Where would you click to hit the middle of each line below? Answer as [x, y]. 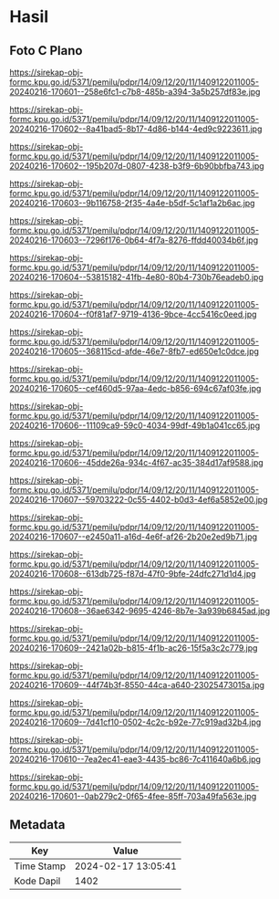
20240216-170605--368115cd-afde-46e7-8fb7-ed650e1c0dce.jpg [134, 351]
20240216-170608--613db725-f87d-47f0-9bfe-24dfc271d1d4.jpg [133, 574]
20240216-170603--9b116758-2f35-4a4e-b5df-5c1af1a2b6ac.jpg [132, 203]
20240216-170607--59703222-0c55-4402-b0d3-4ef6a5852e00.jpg [139, 500]
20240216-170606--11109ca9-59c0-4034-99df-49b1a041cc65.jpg [135, 425]
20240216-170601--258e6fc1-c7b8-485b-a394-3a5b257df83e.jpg [135, 92]
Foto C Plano [46, 51]
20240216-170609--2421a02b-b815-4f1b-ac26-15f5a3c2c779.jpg [134, 648]
